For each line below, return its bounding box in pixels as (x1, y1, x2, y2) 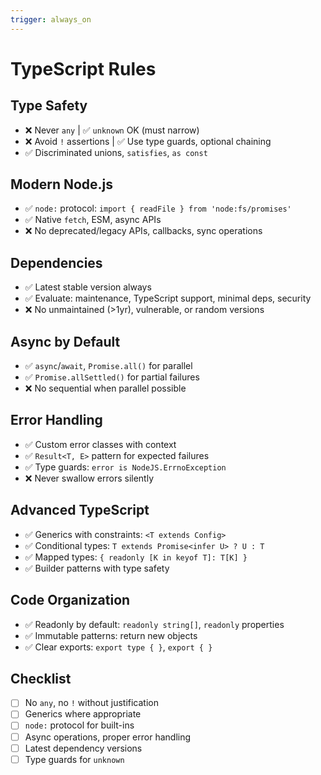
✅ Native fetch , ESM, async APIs (24, 214, 162, 226)
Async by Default (10, 333, 121, 350)
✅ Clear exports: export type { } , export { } (24, 641, 213, 653)
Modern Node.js (10, 176, 114, 193)
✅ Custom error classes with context (24, 438, 177, 450)
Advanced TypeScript (10, 502, 150, 519)
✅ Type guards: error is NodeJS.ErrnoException (24, 461, 227, 473)
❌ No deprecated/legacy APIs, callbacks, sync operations (24, 225, 263, 237)
